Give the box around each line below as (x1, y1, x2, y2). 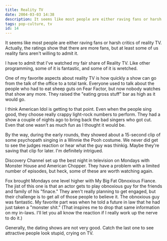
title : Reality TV (5, 7, 43, 13)
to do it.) (5, 215, 22, 221)
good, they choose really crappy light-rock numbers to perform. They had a (5, 111, 161, 118)
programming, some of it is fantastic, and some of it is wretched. (5, 66, 138, 72)
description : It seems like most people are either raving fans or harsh (5, 17, 162, 22)
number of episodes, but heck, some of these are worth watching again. (5, 168, 154, 174)
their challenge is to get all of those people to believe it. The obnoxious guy (5, 194, 160, 200)
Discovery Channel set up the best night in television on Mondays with (5, 157, 150, 163)
